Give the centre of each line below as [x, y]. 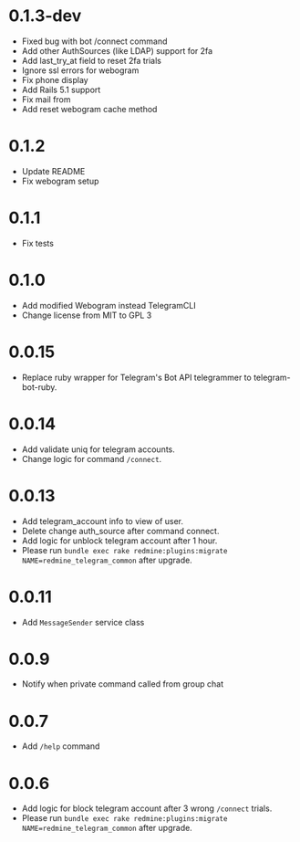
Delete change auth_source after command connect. [120, 531]
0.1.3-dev [45, 16]
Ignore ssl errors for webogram [80, 70]
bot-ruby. [39, 387]
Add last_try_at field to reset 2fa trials [91, 60]
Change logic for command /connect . [92, 458]
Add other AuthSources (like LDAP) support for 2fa [117, 50]
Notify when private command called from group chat [123, 684]
